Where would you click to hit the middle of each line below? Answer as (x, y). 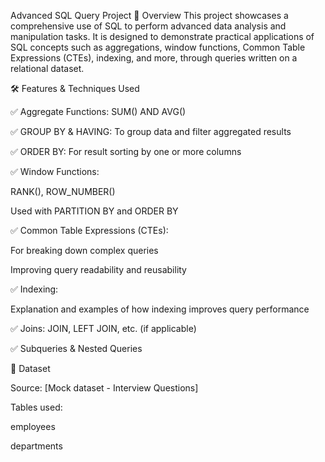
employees (33, 426)
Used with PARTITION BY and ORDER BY (94, 211)
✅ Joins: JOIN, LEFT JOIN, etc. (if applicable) (103, 328)
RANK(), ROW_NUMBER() (63, 191)
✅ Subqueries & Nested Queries (76, 348)
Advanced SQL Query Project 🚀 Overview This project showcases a (149, 15)
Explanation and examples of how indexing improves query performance (160, 309)
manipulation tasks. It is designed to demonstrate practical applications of (162, 36)
